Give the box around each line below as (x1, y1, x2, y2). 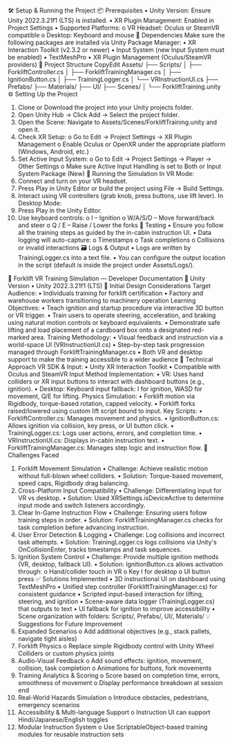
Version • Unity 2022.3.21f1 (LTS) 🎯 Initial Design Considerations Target (8, 282, 211, 290)
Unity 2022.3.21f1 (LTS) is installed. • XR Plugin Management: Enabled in (8, 17, 215, 24)
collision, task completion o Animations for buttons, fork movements (17, 664, 212, 672)
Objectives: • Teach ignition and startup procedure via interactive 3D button (8, 304, 224, 312)
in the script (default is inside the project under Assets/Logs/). (17, 261, 195, 269)
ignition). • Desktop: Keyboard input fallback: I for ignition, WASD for (8, 384, 203, 393)
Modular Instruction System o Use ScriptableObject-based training (17, 723, 208, 731)
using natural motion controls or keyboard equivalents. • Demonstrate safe (8, 319, 220, 326)
